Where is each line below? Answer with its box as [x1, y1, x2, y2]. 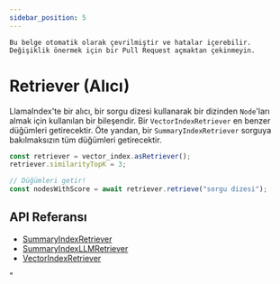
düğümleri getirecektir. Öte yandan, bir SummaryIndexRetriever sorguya [9, 124, 272, 135]
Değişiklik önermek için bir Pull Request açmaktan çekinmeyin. [9, 46, 256, 55]
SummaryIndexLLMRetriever [22, 243, 129, 253]
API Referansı [9, 209, 87, 225]
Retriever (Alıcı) [9, 76, 131, 96]
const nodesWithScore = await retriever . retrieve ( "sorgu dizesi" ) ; [9, 185, 268, 194]
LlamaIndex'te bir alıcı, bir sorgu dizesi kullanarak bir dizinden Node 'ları [9, 105, 270, 116]
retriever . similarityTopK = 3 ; [9, 160, 127, 169]
